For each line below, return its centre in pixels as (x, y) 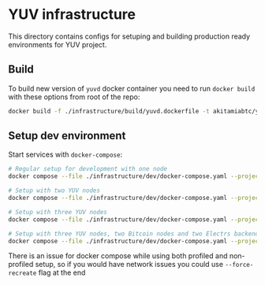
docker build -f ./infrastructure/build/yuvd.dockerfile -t (109, 111)
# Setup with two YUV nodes (54, 191)
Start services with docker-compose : (65, 154)
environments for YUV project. (58, 44)
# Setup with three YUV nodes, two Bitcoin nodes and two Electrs (119, 234)
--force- (239, 265)
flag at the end (62, 272)
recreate (22, 273)
